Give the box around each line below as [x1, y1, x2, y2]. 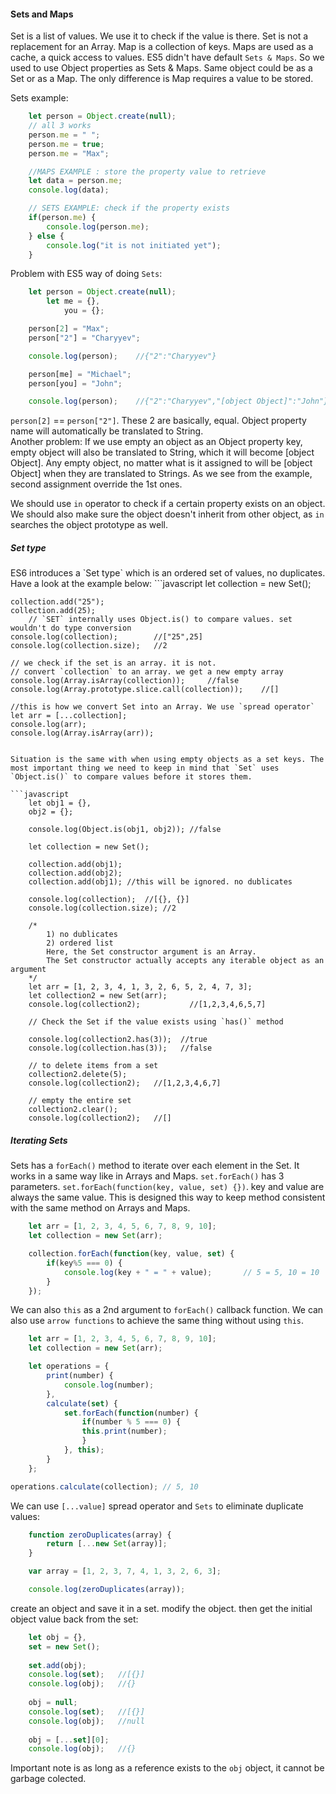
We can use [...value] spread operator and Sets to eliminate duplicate [10, 1500, 304, 1512]
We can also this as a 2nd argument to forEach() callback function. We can [10, 1304, 324, 1316]
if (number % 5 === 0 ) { [81, 1417, 182, 1427]
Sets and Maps [10, 8, 74, 20]
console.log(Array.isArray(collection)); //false [10, 676, 240, 686]
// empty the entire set [28, 1096, 132, 1106]
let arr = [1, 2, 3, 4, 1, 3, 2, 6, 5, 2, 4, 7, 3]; [28, 982, 253, 992]
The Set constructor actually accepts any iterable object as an [46, 956, 325, 966]
